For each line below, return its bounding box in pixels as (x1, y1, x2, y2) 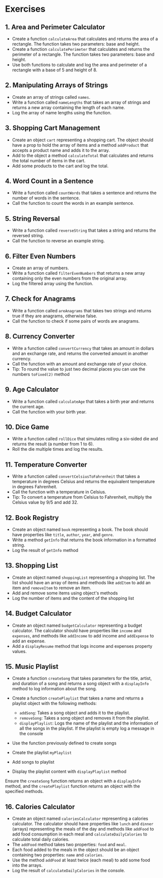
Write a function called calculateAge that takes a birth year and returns (12, 398, 154, 404)
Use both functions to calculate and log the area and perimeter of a (12, 62, 147, 67)
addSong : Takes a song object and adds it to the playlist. (19, 710, 130, 716)
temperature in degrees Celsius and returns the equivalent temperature (12, 479, 155, 484)
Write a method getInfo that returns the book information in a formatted (12, 537, 156, 543)
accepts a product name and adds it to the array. (12, 147, 110, 153)
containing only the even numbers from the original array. (12, 275, 127, 282)
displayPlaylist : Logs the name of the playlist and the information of (19, 720, 159, 726)
